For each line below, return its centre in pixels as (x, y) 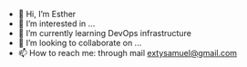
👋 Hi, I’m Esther (47, 14)
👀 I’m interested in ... (57, 24)
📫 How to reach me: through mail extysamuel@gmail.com (128, 53)
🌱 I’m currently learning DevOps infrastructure (104, 33)
